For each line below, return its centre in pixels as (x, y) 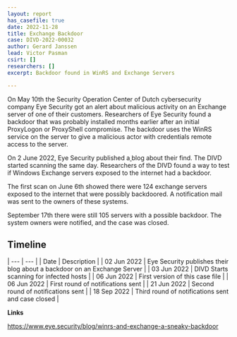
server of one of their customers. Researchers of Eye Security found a (109, 114)
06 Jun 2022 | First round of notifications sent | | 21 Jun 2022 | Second (111, 284)
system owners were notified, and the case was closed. (88, 222)
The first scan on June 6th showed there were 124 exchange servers (107, 186)
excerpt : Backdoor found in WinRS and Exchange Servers (91, 73)
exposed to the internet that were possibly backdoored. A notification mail (115, 194)
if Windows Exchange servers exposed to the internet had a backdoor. (109, 173)
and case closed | (33, 299)
